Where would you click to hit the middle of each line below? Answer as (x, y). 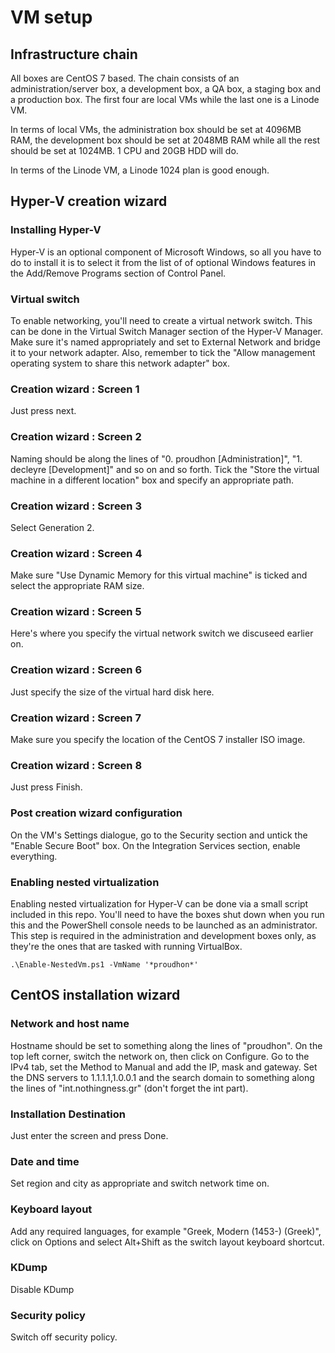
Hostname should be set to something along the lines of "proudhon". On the (166, 1045)
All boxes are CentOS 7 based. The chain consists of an (125, 78)
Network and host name (70, 1024)
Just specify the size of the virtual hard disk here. (112, 692)
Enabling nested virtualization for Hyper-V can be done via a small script (159, 903)
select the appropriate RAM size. (77, 586)
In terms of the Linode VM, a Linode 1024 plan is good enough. (140, 170)
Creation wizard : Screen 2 (76, 437)
